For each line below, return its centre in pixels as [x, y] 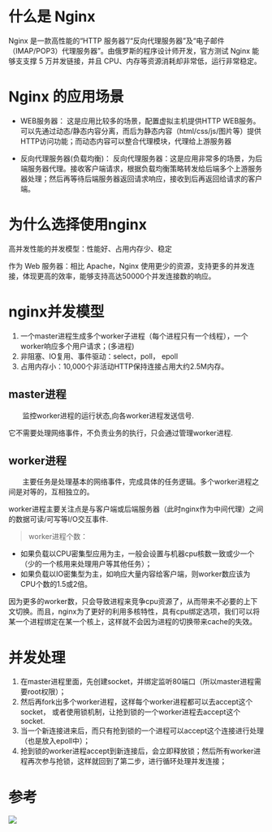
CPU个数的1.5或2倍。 [56, 584]
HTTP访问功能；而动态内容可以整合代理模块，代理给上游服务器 [126, 141]
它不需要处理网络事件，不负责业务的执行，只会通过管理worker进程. [121, 433]
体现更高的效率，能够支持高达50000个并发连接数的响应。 [119, 276]
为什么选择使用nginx [78, 225]
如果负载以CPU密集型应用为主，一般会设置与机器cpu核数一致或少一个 [137, 554]
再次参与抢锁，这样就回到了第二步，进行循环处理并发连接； [127, 761]
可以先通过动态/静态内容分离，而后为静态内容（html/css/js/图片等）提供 [141, 131]
